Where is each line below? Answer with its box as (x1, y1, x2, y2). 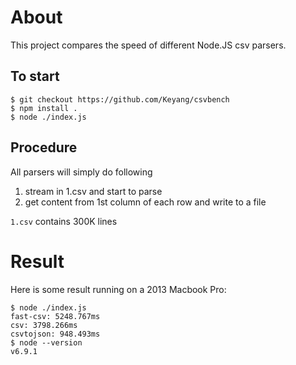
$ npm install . (10, 103, 78, 113)
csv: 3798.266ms (10, 320, 78, 330)
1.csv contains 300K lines (10, 215, 118, 227)
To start (10, 68, 60, 85)
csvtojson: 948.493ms (10, 329, 101, 339)
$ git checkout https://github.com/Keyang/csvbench (10, 94, 230, 105)
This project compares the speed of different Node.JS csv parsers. (10, 39, 287, 51)
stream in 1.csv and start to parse (24, 185, 163, 197)
